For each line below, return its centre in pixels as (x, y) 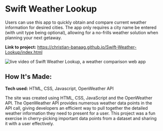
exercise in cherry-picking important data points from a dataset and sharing (81, 118)
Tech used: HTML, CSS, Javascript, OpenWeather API (59, 88)
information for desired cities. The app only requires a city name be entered (81, 27)
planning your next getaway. (34, 38)
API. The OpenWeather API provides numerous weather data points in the (79, 103)
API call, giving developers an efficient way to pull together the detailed (76, 108)
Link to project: (21, 47)
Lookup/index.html (24, 52)
